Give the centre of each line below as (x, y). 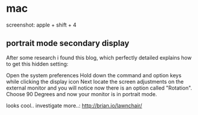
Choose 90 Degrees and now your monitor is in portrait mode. (82, 94)
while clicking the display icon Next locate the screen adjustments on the (95, 81)
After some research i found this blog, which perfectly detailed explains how (99, 57)
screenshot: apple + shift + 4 (41, 25)
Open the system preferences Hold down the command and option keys (94, 75)
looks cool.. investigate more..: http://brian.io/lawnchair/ (74, 106)
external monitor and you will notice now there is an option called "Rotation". (99, 88)
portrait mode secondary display (68, 43)
